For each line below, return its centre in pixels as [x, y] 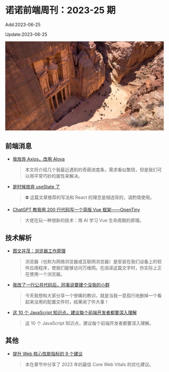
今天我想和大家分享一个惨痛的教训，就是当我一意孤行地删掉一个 [91, 295]
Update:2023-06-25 [26, 34]
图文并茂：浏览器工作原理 [39, 251]
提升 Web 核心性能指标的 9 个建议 [48, 353]
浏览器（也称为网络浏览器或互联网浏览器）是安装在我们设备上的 [91, 262]
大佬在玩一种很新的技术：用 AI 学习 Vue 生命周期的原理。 [84, 220]
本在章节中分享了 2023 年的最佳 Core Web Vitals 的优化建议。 [89, 364]
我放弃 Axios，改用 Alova [38, 159]
